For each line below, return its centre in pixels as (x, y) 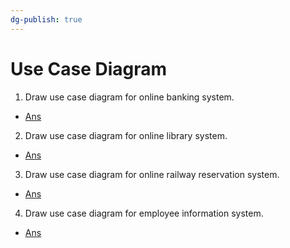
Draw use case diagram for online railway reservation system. (152, 174)
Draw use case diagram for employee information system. (144, 213)
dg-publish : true (46, 19)
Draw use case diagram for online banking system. (129, 97)
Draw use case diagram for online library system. (126, 135)
